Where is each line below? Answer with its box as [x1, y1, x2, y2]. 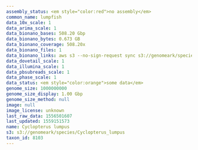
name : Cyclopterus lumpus [6, 124, 70, 130]
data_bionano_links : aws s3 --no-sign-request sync [6, 53, 136, 58]
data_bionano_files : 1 [6, 47, 62, 53]
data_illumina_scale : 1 [6, 63, 65, 70]
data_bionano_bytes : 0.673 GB [6, 36, 81, 42]
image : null [6, 102, 35, 108]
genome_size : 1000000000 [6, 86, 67, 92]
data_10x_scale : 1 [6, 19, 51, 25]
